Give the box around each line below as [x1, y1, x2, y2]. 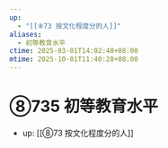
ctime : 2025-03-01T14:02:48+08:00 [9, 47, 139, 56]
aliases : [9, 30, 42, 39]
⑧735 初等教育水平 [9, 96, 159, 117]
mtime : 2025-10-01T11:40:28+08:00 [9, 55, 139, 64]
